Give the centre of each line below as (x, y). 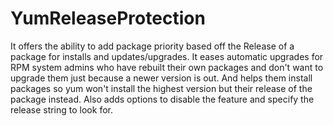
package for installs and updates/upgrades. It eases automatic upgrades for (167, 56)
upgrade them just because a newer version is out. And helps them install (161, 78)
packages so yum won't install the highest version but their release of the (161, 88)
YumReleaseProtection (108, 18)
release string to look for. (61, 109)
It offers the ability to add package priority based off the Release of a (152, 46)
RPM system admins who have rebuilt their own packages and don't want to (167, 67)
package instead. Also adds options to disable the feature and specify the (162, 99)
